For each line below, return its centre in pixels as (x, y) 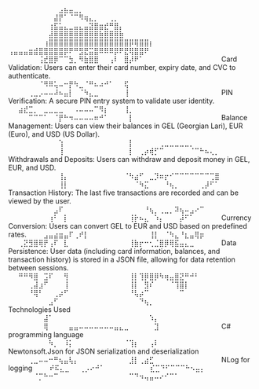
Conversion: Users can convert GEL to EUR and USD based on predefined (128, 226)
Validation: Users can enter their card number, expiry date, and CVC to (122, 67)
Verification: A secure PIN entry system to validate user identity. (111, 101)
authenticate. (29, 76)
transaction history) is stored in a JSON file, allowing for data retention (122, 259)
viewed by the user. (40, 201)
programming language (46, 334)
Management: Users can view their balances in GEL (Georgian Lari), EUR (126, 126)
